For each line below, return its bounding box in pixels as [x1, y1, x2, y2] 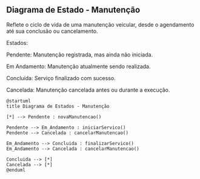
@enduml [6, 167, 26, 173]
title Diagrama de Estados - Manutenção [6, 103, 110, 109]
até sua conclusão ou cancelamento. [6, 27, 98, 35]
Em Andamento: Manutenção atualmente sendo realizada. [6, 62, 151, 70]
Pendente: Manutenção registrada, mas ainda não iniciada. [6, 51, 153, 58]
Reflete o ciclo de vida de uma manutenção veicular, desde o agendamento [6, 21, 195, 28]
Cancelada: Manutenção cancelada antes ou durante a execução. [6, 86, 170, 93]
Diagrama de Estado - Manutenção [6, 5, 141, 15]
